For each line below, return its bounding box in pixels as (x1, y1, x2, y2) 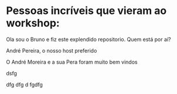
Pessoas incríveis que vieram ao (6, 4, 167, 18)
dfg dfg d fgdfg (6, 81, 43, 88)
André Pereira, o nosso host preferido (6, 47, 97, 54)
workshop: (6, 16, 60, 30)
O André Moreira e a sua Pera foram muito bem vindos (6, 58, 138, 65)
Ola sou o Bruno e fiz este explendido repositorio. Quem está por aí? (6, 36, 171, 43)
